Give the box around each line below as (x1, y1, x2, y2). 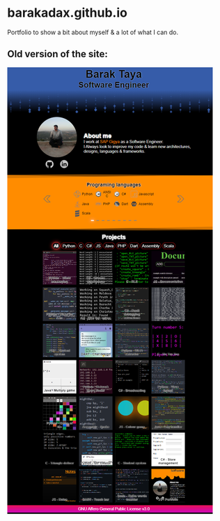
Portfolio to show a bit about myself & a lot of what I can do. (7, 28, 179, 36)
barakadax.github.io (7, 5, 127, 21)
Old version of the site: (7, 48, 108, 60)
